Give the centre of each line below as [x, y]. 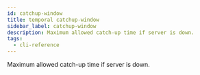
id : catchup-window [35, 13]
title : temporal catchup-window [53, 20]
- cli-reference [36, 45]
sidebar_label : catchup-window [52, 26]
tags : [15, 39]
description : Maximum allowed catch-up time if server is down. [101, 32]
